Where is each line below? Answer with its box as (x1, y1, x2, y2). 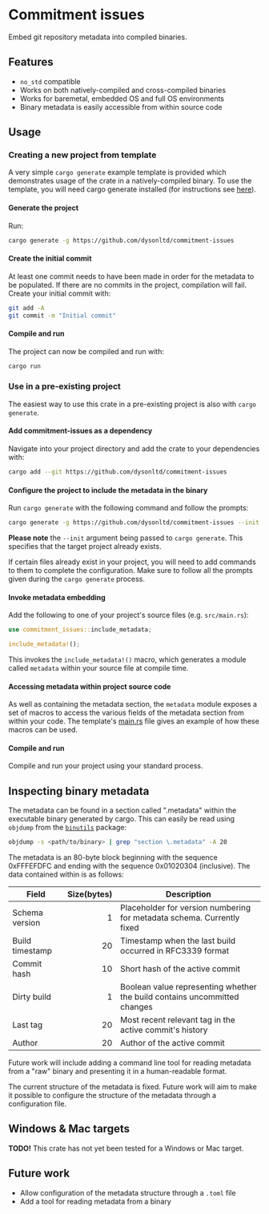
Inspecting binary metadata (8, 784, 150, 798)
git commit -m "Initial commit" (8, 311, 116, 320)
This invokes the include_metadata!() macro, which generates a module (8, 655, 247, 664)
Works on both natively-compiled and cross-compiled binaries (19, 85, 227, 95)
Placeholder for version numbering (119, 902, 251, 914)
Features (8, 55, 54, 69)
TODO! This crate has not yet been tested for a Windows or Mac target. (8, 1143, 244, 1153)
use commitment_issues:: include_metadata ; (8, 626, 152, 634)
